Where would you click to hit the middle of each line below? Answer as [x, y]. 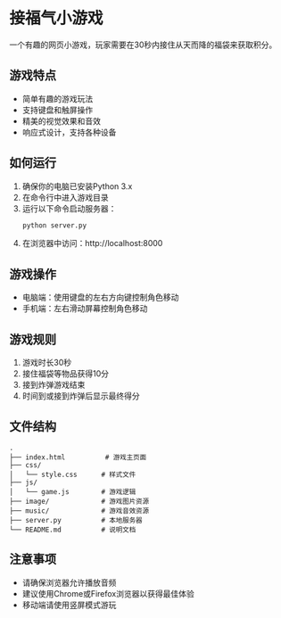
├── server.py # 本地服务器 [76, 520]
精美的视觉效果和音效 [61, 120]
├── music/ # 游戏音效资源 [79, 511]
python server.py [54, 225]
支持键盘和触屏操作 [58, 110]
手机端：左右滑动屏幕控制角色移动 [85, 309]
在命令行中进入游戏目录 [65, 197]
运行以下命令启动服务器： [69, 208]
